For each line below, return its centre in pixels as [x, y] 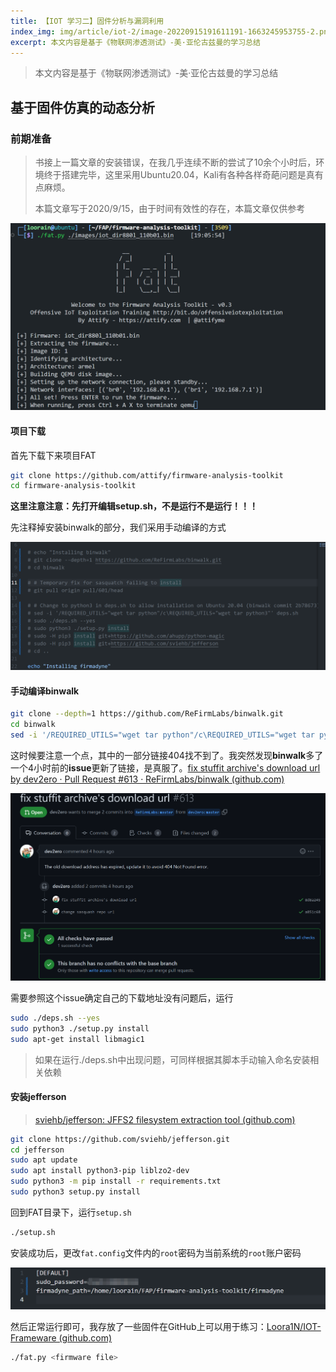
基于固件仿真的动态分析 [82, 107]
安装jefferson [38, 1097]
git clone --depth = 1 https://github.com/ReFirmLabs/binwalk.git [147, 714]
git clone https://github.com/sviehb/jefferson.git [120, 1139]
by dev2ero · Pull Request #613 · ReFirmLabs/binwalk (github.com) [147, 779]
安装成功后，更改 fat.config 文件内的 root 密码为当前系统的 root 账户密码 [156, 1252]
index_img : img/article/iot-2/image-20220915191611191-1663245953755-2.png [171, 31]
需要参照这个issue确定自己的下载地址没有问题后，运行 [122, 997]
